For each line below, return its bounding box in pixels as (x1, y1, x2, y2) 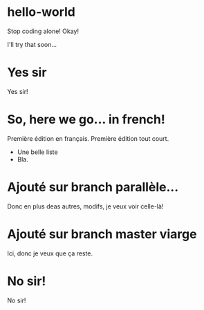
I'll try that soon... (7, 40, 57, 48)
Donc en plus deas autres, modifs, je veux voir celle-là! (7, 202, 164, 211)
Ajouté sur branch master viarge (7, 226, 197, 242)
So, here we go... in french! (7, 112, 166, 128)
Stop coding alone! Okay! (7, 27, 80, 35)
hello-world (7, 4, 76, 20)
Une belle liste (17, 148, 58, 156)
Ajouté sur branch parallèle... (7, 180, 179, 195)
